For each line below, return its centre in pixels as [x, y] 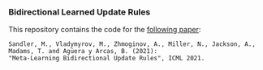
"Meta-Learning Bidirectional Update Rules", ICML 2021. [107, 59]
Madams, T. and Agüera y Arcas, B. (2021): [83, 51]
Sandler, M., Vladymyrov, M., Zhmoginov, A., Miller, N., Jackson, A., [132, 44]
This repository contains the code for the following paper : [105, 30]
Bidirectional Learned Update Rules [80, 12]
